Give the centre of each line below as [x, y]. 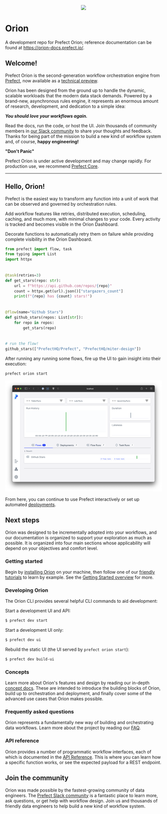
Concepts [17, 672]
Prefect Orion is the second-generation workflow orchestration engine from [83, 75]
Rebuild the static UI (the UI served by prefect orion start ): [67, 649]
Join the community [37, 778]
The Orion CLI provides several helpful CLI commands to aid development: [82, 601]
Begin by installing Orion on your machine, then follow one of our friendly [80, 572]
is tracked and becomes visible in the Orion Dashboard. [62, 224]
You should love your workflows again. [46, 116]
